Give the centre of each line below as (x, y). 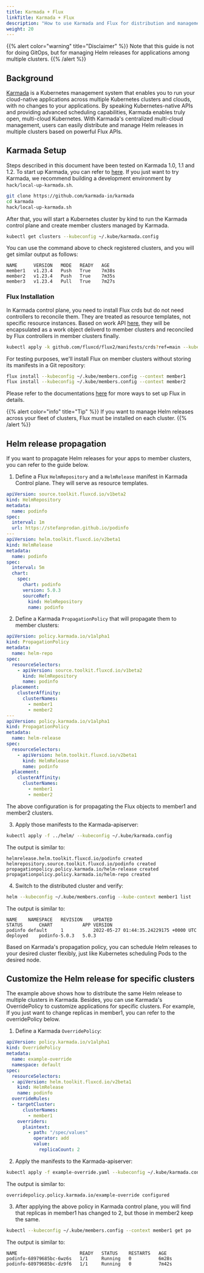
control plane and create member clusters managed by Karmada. (88, 225)
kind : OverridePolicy (34, 1048)
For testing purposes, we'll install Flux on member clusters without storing (99, 359)
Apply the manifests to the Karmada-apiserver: (74, 1161)
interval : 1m (28, 523)
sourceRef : (36, 596)
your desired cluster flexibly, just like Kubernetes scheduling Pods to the (97, 953)
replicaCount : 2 (59, 1150)
